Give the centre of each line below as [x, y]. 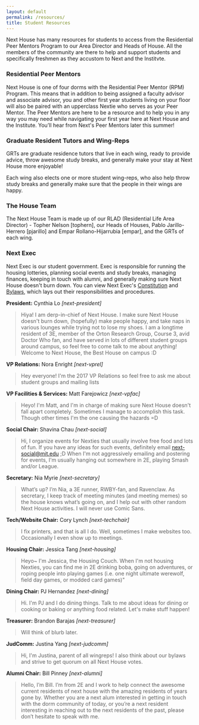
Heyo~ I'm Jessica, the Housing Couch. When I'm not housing [97, 561]
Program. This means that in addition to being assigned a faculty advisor [95, 94]
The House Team [31, 206]
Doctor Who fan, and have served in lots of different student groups [104, 340]
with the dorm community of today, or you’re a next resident [94, 704]
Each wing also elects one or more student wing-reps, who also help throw [98, 178]
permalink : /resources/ [36, 17]
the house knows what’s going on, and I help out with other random [103, 502]
